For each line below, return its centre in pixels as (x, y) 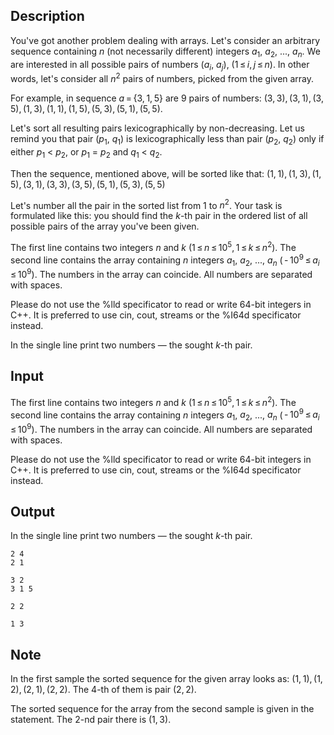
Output (32, 512)
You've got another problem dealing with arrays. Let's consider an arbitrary (165, 40)
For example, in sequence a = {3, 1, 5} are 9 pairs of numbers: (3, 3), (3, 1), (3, (167, 98)
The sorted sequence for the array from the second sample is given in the (162, 709)
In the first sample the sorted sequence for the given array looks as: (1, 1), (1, (166, 679)
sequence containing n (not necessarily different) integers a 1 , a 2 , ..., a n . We (165, 52)
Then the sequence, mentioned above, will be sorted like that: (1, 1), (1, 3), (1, (166, 173)
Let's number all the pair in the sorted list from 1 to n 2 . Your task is (146, 204)
